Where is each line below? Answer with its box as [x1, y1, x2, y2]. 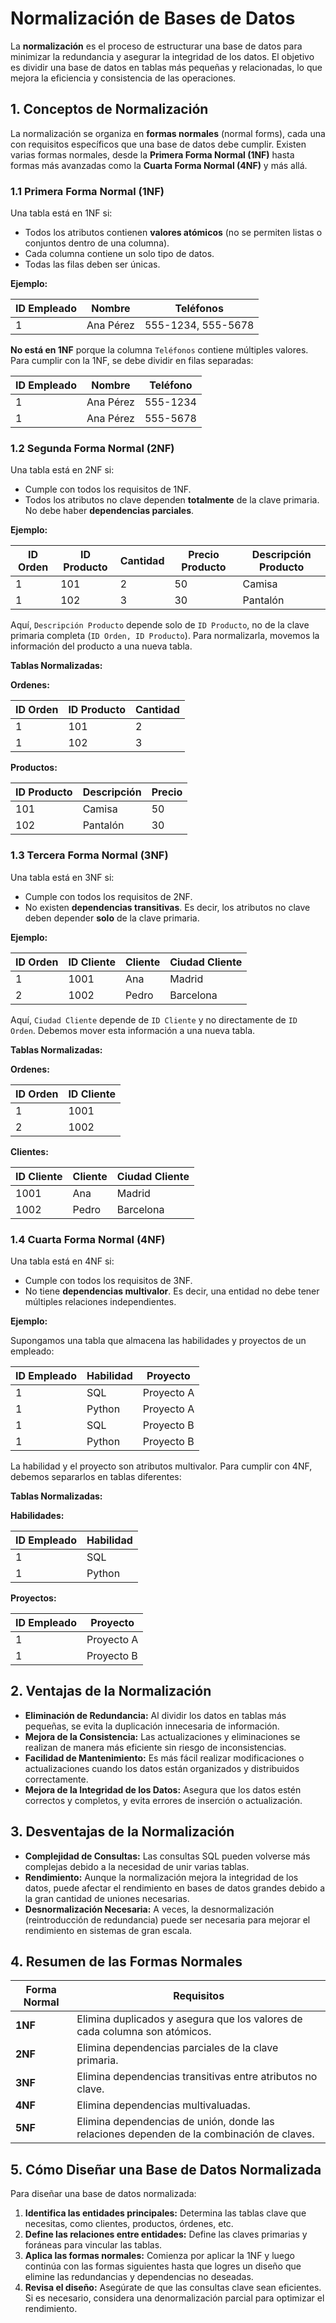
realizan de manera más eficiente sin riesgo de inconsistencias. [24, 1741, 287, 1753]
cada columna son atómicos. [76, 2025, 212, 2039]
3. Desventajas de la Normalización [10, 1823, 235, 1841]
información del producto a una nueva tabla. [10, 640, 193, 652]
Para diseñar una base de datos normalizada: [10, 2188, 197, 2200]
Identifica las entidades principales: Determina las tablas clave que [24, 2207, 307, 2219]
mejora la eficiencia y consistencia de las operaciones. [10, 72, 237, 84]
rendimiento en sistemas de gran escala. [24, 1924, 193, 1936]
